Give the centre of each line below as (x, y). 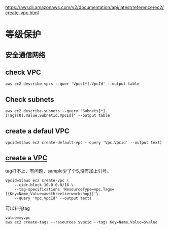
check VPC (23, 72)
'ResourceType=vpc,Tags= (88, 189)
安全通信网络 (25, 55)
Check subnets (30, 99)
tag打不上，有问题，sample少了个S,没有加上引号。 (58, 171)
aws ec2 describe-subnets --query (42, 111)
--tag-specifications (37, 189)
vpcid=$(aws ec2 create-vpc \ (37, 180)
